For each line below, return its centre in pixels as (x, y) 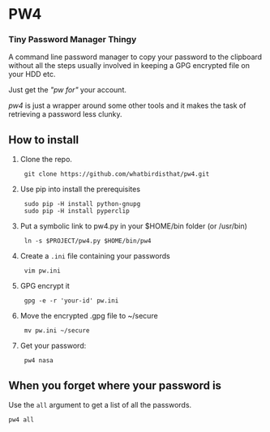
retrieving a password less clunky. (65, 114)
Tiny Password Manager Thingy (73, 40)
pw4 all (21, 420)
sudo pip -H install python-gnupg (82, 204)
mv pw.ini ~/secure (57, 331)
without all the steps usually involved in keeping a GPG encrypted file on (129, 66)
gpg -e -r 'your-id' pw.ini (71, 301)
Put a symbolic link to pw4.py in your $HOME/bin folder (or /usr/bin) (133, 226)
